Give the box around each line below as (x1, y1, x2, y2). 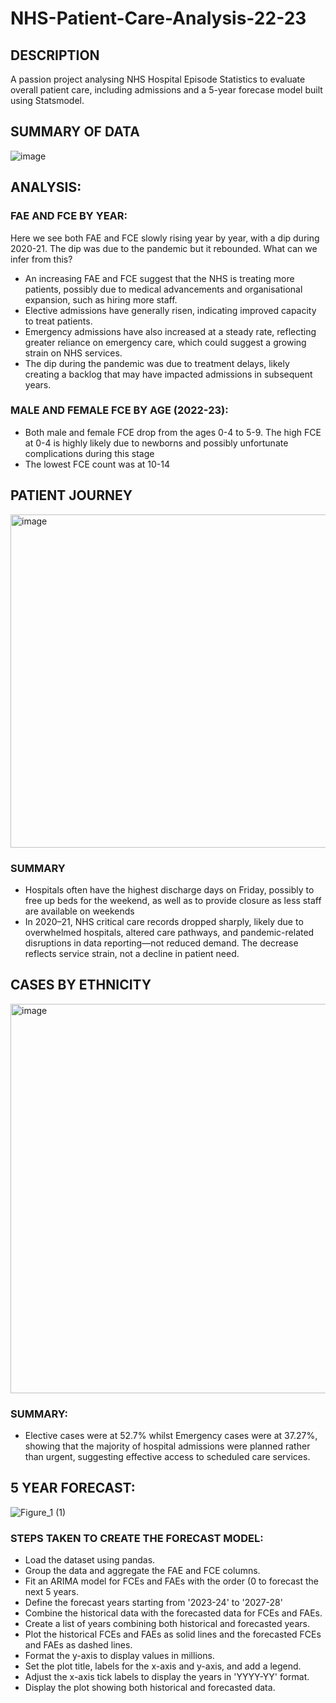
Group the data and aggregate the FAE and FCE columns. (24, 1565, 261, 1577)
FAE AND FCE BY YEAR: (10, 209, 128, 223)
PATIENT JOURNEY (10, 487, 133, 504)
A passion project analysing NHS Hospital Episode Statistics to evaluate (10, 73, 306, 85)
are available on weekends (24, 905, 135, 917)
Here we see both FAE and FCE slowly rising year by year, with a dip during (10, 232, 320, 244)
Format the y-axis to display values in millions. (24, 1650, 215, 1662)
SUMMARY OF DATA (10, 123, 140, 141)
